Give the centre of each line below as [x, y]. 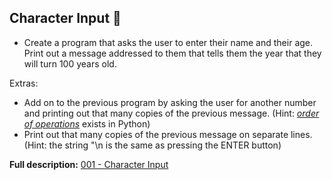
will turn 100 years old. [70, 63]
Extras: [24, 83]
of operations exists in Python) [87, 123]
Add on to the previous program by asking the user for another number [170, 102]
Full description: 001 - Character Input [89, 164]
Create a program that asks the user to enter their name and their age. [168, 42]
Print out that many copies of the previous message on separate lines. [168, 134]
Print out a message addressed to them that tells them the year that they [172, 53]
